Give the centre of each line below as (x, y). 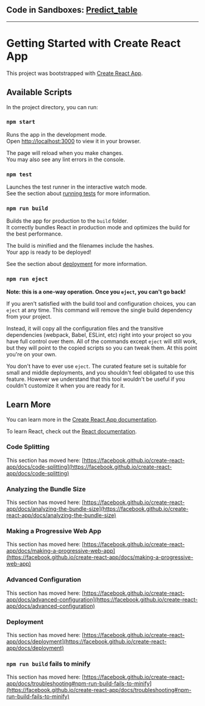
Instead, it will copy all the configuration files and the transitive (85, 328)
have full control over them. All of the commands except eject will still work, (102, 341)
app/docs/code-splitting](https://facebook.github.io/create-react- (89, 467)
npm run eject (27, 279)
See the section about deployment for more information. (77, 264)
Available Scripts (39, 92)
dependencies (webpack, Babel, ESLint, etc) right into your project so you (99, 334)
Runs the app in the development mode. (56, 134)
